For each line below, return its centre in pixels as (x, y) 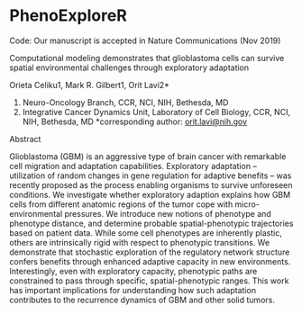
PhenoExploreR (69, 16)
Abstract (25, 139)
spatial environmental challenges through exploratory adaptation (129, 67)
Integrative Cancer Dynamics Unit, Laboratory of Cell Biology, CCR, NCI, (156, 112)
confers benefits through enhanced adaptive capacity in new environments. (150, 261)
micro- (247, 204)
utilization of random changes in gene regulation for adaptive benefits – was (151, 175)
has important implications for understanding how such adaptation (133, 290)
